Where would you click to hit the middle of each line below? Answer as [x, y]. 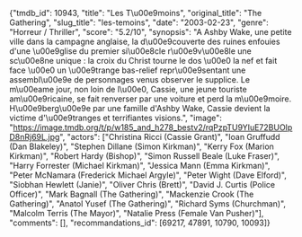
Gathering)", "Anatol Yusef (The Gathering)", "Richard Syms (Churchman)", [147, 204]
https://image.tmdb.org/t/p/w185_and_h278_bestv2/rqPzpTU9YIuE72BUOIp [153, 127]
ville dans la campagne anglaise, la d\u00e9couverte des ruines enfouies [145, 41]
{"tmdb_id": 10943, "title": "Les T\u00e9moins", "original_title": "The [136, 13]
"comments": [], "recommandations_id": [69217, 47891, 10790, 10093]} [140, 223]
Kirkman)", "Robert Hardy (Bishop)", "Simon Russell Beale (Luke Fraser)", [145, 156]
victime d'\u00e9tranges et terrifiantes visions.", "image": [116, 118]
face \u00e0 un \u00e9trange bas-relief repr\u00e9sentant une [128, 70]
